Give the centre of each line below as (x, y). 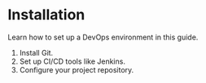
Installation (46, 15)
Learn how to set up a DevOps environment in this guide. (103, 37)
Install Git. (36, 52)
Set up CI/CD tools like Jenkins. (72, 61)
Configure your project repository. (77, 69)
